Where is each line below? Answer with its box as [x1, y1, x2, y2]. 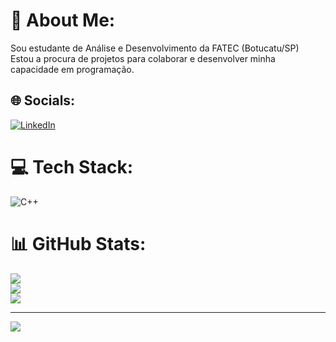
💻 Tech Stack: [10, 155, 134, 178]
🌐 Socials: [10, 92, 76, 109]
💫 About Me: [10, 9, 116, 32]
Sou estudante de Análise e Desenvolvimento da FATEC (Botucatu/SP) [10, 42, 300, 54]
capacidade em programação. [10, 63, 135, 75]
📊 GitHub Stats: [10, 232, 147, 255]
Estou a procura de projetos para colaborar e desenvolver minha [10, 52, 276, 64]
